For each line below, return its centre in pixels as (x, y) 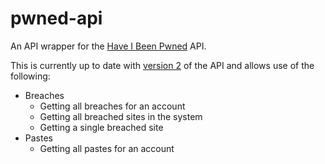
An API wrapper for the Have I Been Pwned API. (108, 46)
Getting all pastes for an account (107, 148)
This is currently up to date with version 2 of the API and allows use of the (162, 65)
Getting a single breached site (101, 127)
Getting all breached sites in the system (121, 116)
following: (30, 76)
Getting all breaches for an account (112, 106)
